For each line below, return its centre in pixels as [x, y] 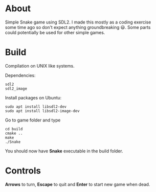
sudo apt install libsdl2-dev [36, 107]
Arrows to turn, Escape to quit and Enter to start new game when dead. [78, 184]
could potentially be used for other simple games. [55, 32]
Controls [23, 171]
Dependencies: [20, 75]
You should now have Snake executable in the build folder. [64, 151]
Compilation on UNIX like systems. [40, 66]
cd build [14, 129]
